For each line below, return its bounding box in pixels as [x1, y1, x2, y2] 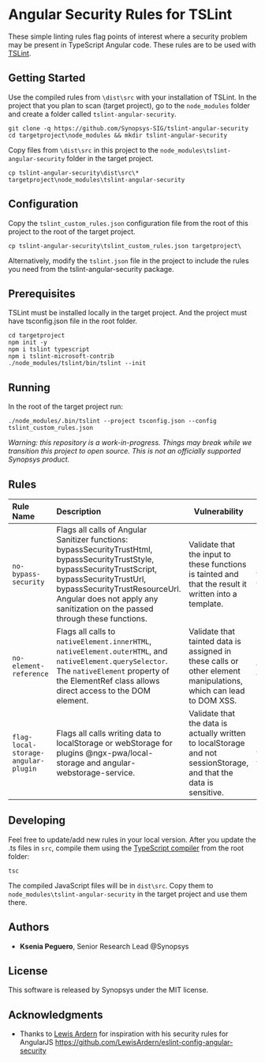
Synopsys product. [8, 454, 70, 464]
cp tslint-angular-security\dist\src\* [8, 168, 140, 177]
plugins [56, 748, 84, 758]
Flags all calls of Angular [56, 524, 147, 535]
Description [56, 506, 102, 517]
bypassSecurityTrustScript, [56, 564, 158, 575]
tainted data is [188, 636, 242, 646]
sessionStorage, [188, 757, 249, 768]
